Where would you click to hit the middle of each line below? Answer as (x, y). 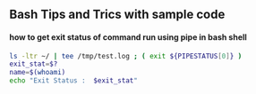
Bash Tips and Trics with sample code (117, 15)
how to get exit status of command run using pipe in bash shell (128, 37)
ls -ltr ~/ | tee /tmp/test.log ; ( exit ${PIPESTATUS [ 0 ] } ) (126, 56)
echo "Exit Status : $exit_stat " (74, 81)
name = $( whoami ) (38, 73)
